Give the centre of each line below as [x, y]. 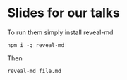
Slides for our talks [64, 13]
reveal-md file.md [34, 71]
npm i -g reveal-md [36, 45]
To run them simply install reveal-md [60, 32]
